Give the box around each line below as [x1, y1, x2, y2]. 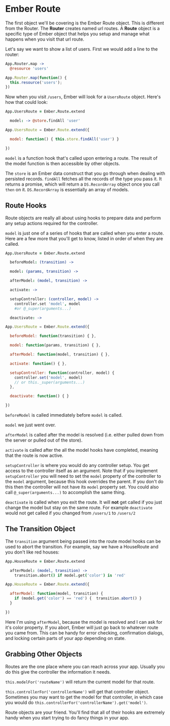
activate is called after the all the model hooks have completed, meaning [5, 447, 158, 453]
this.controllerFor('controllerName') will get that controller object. [5, 688, 150, 694]
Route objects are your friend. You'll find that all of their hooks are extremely [5, 709, 165, 715]
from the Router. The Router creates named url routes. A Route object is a [5, 25, 160, 31]
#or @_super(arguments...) [14, 306, 72, 311]
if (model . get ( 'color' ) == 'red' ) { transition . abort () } [14, 596, 142, 601]
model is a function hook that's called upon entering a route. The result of [5, 155, 158, 161]
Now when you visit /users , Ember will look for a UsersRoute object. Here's [5, 94, 161, 100]
